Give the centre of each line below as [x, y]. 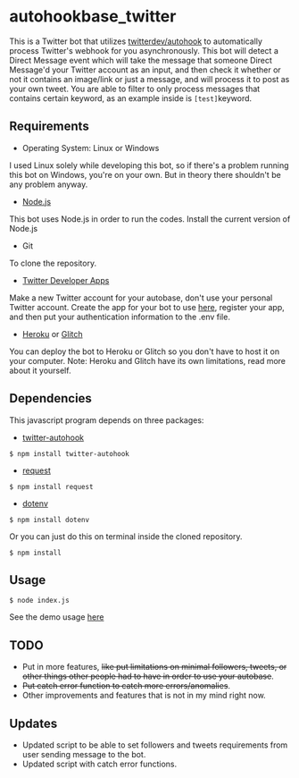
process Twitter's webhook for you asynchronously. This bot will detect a [144, 50]
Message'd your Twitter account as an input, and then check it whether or [145, 70]
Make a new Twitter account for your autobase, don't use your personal [141, 298]
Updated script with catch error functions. [99, 764]
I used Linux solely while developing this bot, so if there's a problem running [149, 165]
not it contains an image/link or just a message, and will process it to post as [149, 79]
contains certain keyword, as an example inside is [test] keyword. [131, 98]
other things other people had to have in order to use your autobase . [148, 676]
